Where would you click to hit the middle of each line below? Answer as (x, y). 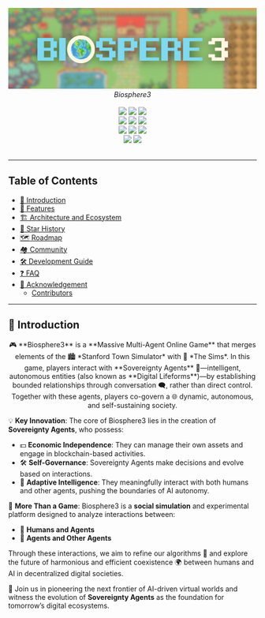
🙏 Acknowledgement (54, 284)
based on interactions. (56, 474)
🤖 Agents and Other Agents (65, 537)
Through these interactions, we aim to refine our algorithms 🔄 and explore (128, 553)
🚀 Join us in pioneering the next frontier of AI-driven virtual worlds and (123, 589)
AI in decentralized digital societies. (66, 573)
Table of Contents (53, 181)
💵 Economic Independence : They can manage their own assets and (131, 444)
